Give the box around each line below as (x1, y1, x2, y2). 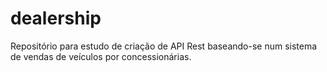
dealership (10, 7, 102, 30)
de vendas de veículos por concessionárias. (10, 50, 192, 62)
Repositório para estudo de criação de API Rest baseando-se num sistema (10, 40, 318, 52)
